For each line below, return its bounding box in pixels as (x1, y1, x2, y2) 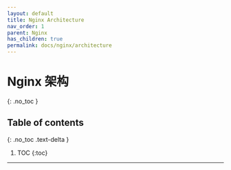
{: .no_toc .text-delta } (7, 135, 69, 143)
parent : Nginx (7, 29, 48, 36)
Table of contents (7, 117, 84, 129)
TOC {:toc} (16, 149, 48, 157)
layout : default (7, 10, 54, 17)
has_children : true (7, 36, 63, 43)
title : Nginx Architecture (7, 17, 85, 23)
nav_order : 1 (7, 23, 45, 30)
